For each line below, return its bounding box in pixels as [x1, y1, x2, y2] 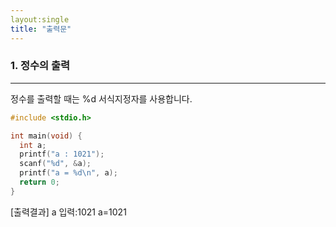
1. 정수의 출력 [10, 59, 71, 73]
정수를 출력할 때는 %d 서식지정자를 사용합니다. [10, 92, 193, 105]
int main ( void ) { [10, 131, 83, 141]
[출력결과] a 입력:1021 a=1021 [10, 206, 127, 218]
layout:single [10, 14, 70, 25]
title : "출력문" [10, 24, 72, 34]
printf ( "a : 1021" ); [19, 149, 105, 160]
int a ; [19, 140, 47, 150]
